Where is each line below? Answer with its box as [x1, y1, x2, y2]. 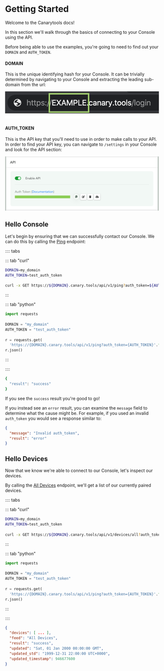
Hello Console [5, 220, 49, 229]
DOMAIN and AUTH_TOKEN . [5, 49, 52, 55]
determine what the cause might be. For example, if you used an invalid [5, 410, 149, 416]
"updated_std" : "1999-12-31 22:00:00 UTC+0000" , [9, 651, 110, 656]
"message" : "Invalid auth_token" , [9, 431, 80, 436]
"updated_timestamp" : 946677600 [9, 656, 76, 661]
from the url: [21, 82, 46, 88]
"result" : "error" [9, 436, 47, 441]
